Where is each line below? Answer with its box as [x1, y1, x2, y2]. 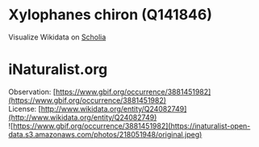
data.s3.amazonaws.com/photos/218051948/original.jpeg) [8, 129, 203, 139]
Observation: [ [8, 87, 56, 96]
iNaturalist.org [8, 60, 108, 79]
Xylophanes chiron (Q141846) [8, 6, 212, 24]
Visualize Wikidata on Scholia [8, 32, 107, 42]
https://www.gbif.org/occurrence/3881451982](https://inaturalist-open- [13, 120, 251, 130]
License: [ [8, 104, 42, 113]
